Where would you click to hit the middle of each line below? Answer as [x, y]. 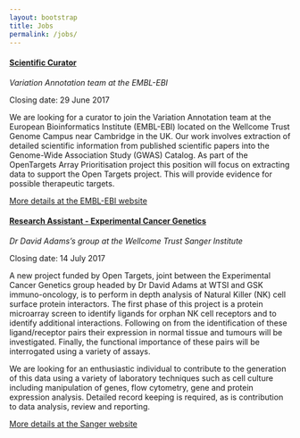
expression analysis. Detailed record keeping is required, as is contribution [146, 397]
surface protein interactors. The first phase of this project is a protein [136, 303]
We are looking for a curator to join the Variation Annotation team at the [140, 117]
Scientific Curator [43, 62]
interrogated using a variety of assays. [80, 351]
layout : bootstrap [43, 17]
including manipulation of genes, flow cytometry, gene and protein [132, 387]
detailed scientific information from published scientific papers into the [139, 145]
